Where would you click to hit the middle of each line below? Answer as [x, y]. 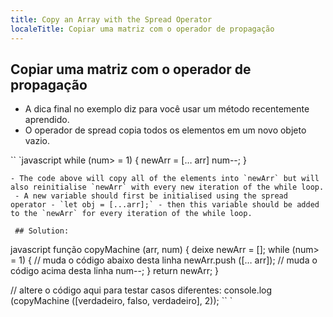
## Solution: [42, 231]
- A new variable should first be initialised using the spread [151, 196]
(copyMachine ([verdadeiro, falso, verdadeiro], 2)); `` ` [121, 301]
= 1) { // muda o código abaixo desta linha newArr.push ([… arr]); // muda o [164, 260]
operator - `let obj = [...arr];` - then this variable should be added [165, 205]
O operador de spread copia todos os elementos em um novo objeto [165, 130]
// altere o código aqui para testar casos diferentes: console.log [141, 290]
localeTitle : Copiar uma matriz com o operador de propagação [142, 29]
